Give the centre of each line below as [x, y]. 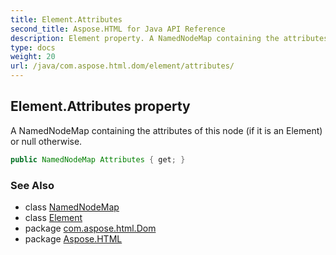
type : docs [33, 47]
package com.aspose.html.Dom [90, 228]
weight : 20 [33, 57]
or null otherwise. [46, 141]
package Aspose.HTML [73, 238]
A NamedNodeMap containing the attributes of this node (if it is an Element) [166, 130]
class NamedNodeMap [72, 207]
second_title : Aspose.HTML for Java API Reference [118, 29]
